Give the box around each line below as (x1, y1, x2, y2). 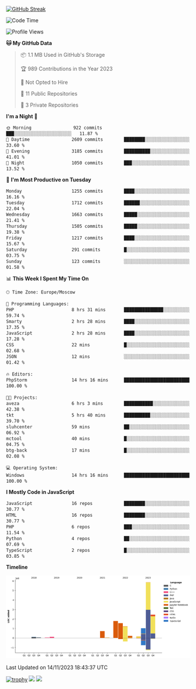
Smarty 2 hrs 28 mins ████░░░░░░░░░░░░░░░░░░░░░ (6, 319, 190, 325)
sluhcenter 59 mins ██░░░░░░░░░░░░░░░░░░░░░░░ (6, 424, 190, 430)
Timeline (6, 564, 28, 571)
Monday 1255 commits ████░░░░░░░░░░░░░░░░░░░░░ (6, 188, 190, 194)
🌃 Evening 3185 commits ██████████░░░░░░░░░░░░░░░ (6, 148, 190, 154)
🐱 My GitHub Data (6, 40, 53, 46)
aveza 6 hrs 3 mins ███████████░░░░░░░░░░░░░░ (6, 401, 190, 407)
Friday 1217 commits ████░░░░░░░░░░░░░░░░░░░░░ (6, 235, 190, 241)
